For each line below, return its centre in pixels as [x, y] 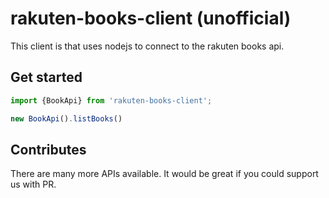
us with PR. [33, 184]
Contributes [48, 149]
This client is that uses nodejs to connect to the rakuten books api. [147, 46]
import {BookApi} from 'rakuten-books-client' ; [111, 100]
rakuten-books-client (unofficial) [151, 18]
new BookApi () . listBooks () [66, 118]
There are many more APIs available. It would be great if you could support [164, 174]
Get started [46, 77]
